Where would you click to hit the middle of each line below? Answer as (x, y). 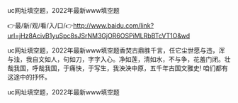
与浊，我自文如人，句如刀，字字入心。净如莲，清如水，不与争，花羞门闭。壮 (119, 59)
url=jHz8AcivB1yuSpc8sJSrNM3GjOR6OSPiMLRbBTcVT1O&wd (98, 36)
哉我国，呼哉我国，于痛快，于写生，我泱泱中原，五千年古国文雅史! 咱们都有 (118, 68)
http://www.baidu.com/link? (114, 26)
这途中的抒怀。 (29, 77)
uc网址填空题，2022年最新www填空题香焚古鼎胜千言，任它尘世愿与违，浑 (116, 50)
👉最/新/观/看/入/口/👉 (40, 26)
